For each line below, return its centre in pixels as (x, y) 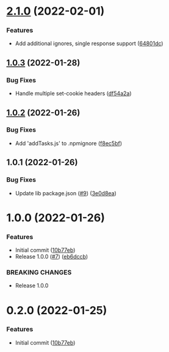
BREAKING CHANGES (39, 272)
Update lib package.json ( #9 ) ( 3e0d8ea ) (66, 193)
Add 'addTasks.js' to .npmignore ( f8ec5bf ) (68, 143)
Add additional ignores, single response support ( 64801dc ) (89, 43)
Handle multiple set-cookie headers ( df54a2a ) (74, 93)
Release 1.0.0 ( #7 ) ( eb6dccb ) (52, 257)
